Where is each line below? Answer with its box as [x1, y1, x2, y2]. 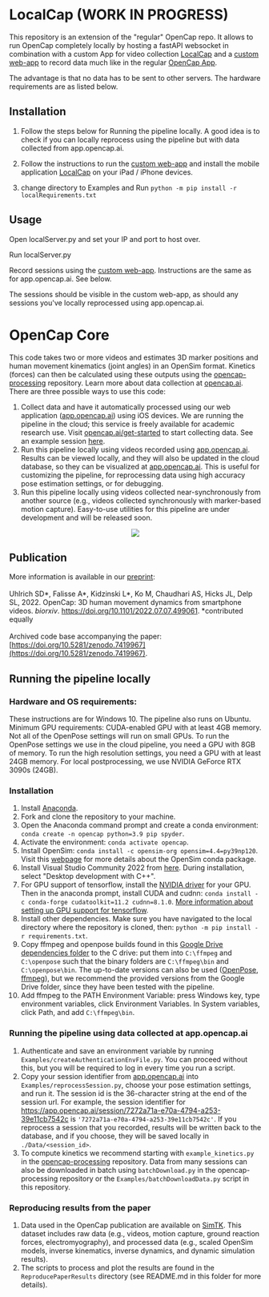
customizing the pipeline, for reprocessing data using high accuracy [20, 470, 246, 480]
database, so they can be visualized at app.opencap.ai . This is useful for [20, 461, 260, 471]
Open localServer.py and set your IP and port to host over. [9, 234, 201, 244]
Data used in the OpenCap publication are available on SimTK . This [20, 1220, 243, 1230]
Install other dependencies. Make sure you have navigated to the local [20, 914, 252, 924]
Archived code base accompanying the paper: [9, 631, 163, 642]
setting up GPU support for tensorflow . [20, 905, 149, 915]
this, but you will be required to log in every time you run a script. [20, 1063, 235, 1073]
